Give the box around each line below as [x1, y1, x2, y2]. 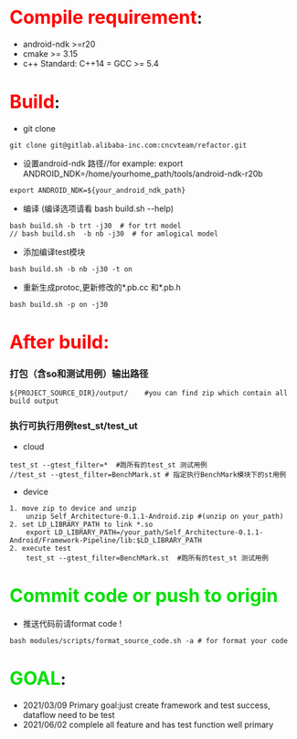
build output [9, 396, 59, 406]
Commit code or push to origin [9, 584, 279, 607]
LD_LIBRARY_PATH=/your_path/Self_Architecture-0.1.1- [54, 527, 263, 537]
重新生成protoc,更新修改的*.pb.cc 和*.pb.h [22, 281, 181, 292]
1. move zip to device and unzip [9, 503, 137, 512]
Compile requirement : [9, 5, 203, 29]
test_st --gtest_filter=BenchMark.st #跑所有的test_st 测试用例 [26, 554, 270, 563]
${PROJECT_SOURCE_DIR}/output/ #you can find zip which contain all [9, 389, 288, 398]
